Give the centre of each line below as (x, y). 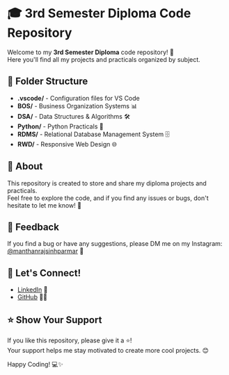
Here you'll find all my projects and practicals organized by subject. (104, 59)
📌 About (25, 166)
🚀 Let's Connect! (44, 273)
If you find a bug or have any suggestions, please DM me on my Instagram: (115, 244)
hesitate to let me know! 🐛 (45, 205)
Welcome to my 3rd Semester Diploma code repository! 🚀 (90, 52)
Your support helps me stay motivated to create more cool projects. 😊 (108, 350)
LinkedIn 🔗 (32, 290)
